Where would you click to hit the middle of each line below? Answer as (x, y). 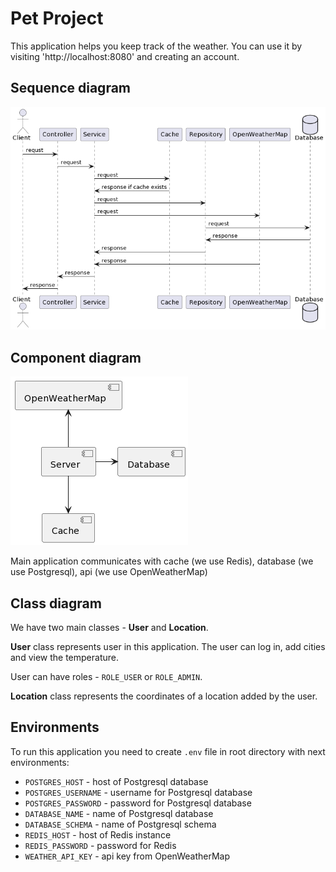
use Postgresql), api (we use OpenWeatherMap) (109, 572)
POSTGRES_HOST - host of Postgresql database (116, 781)
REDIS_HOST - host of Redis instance (98, 834)
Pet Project (57, 18)
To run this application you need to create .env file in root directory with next (168, 751)
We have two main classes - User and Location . (109, 627)
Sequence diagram (71, 88)
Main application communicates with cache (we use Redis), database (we (162, 561)
